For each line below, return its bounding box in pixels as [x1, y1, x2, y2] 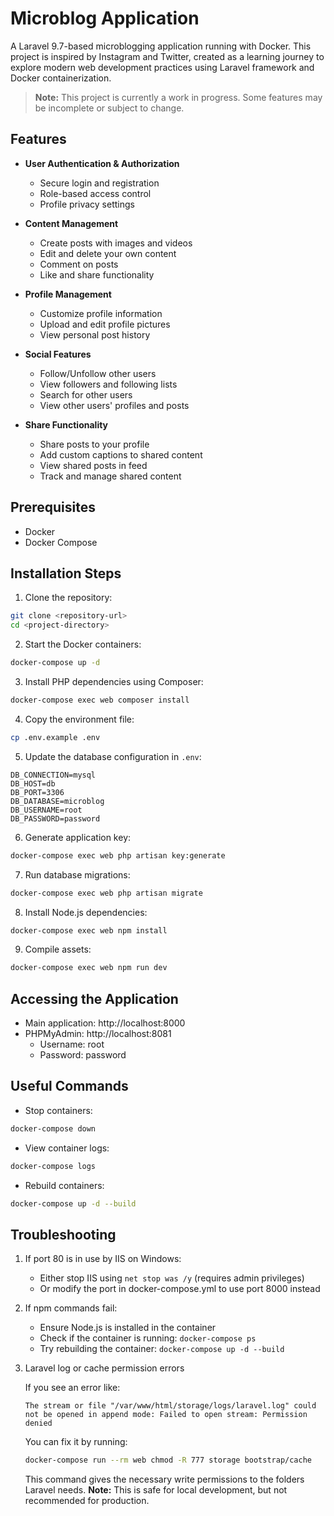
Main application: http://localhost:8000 [24, 1017, 186, 1029]
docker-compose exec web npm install [10, 925, 168, 936]
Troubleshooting [10, 1226, 117, 1243]
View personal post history [39, 328, 151, 341]
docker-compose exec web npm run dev [10, 963, 168, 973]
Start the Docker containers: [24, 638, 142, 651]
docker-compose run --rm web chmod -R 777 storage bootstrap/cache [24, 1455, 312, 1466]
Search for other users [39, 388, 133, 401]
